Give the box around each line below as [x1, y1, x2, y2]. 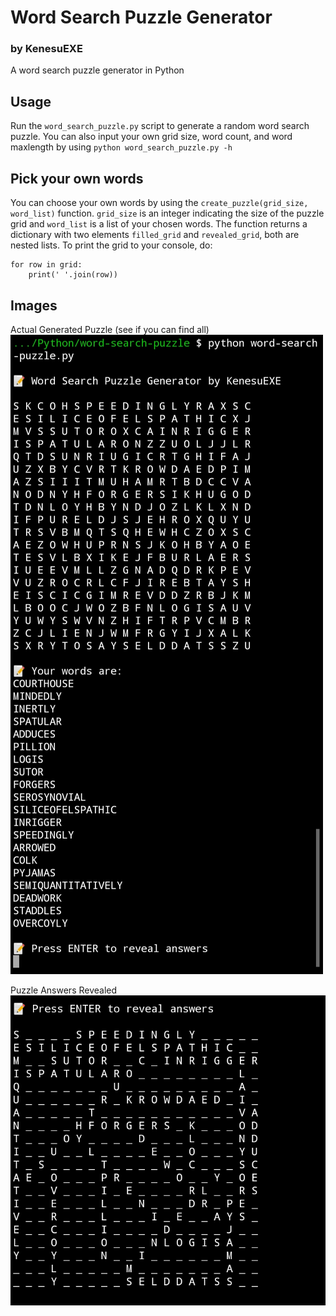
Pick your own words [10, 170, 144, 187]
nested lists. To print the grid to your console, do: [10, 239, 213, 251]
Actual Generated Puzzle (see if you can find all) [10, 323, 210, 335]
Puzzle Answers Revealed [10, 984, 118, 996]
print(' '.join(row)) [28, 270, 118, 280]
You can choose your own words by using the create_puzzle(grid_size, [10, 197, 309, 209]
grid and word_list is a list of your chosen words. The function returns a [10, 218, 308, 230]
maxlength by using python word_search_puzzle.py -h [10, 141, 233, 153]
